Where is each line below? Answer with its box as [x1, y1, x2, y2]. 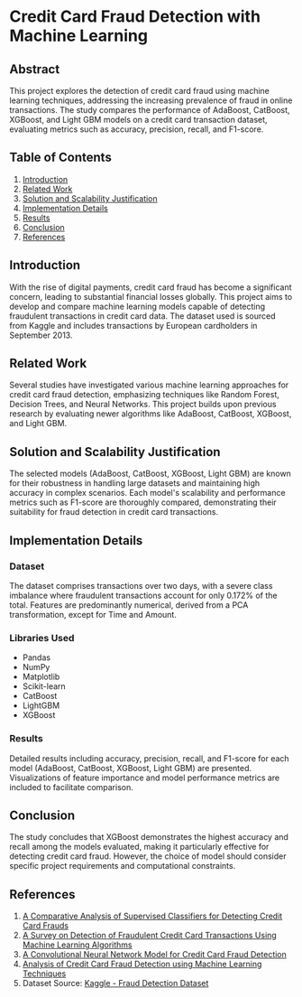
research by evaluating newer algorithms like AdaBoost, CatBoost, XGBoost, [9, 408, 292, 419]
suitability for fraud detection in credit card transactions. [9, 507, 219, 517]
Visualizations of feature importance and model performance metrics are [9, 772, 280, 783]
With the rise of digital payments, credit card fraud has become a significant [9, 282, 292, 293]
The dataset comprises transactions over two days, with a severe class [9, 580, 273, 591]
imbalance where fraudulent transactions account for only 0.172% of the [9, 590, 278, 601]
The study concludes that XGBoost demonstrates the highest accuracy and [9, 832, 288, 843]
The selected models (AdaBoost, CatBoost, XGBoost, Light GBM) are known [9, 468, 291, 480]
